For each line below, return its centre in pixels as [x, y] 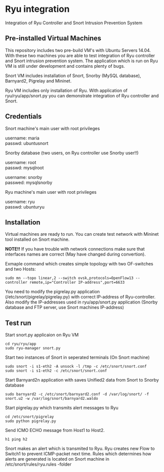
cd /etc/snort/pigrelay [30, 417]
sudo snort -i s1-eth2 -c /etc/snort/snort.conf [56, 371]
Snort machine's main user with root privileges [53, 128]
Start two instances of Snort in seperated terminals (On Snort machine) [77, 357]
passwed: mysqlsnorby [29, 182]
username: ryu [20, 202]
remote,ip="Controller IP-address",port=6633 [77, 283]
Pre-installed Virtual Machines [53, 38]
